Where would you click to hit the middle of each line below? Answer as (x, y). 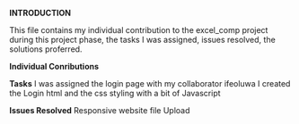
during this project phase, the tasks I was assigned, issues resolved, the (142, 40)
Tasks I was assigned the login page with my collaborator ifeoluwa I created (150, 83)
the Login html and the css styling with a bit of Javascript (115, 93)
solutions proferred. (46, 49)
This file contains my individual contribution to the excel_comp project (139, 30)
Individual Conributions (54, 66)
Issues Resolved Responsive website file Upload (100, 110)
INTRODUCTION (40, 13)
